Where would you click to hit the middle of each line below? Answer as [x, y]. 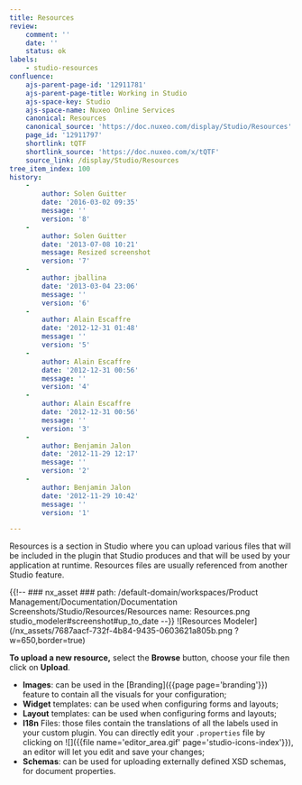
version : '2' [66, 471]
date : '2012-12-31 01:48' [91, 328]
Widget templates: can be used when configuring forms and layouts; [151, 704]
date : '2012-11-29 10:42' [91, 496]
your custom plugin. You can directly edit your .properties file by [144, 733]
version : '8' [66, 219]
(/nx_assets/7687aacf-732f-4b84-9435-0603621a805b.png [121, 631]
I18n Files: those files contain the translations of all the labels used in [150, 724]
